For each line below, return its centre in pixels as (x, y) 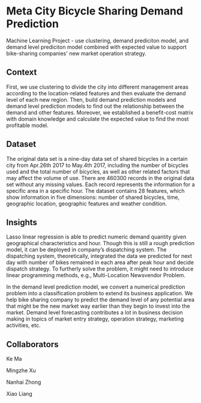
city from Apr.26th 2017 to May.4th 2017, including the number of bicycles (97, 165)
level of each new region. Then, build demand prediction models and (91, 99)
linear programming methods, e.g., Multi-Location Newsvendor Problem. (96, 275)
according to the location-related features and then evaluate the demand (96, 93)
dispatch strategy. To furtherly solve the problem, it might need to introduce (100, 269)
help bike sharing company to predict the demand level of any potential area (100, 300)
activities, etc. (23, 325)
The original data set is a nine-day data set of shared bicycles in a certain (97, 158)
